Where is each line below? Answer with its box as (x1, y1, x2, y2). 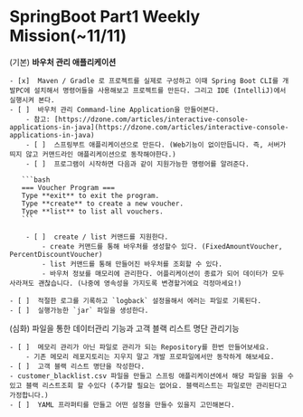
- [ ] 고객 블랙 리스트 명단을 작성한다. (9, 362, 146, 371)
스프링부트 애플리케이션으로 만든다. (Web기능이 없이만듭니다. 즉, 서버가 (53, 140, 287, 149)
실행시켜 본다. (9, 95, 55, 105)
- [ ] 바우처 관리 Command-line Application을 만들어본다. (9, 105, 220, 114)
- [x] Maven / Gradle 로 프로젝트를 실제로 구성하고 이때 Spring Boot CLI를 (9, 76, 279, 85)
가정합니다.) (9, 391, 50, 400)
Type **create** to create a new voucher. (21, 199, 184, 208)
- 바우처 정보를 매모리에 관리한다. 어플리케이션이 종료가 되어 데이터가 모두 (42, 269, 285, 278)
